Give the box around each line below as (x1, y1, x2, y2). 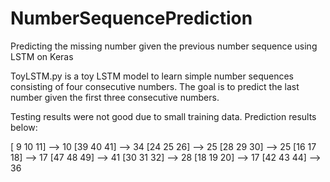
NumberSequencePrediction (10, 7, 253, 30)
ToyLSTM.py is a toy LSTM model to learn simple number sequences (10, 70, 294, 82)
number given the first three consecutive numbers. (10, 91, 220, 103)
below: (10, 121, 38, 133)
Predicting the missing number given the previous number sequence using (10, 40, 318, 52)
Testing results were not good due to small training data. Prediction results (10, 110, 317, 122)
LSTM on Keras (10, 50, 74, 62)
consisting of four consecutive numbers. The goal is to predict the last (10, 80, 300, 92)
